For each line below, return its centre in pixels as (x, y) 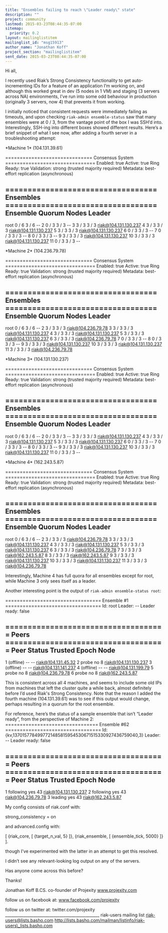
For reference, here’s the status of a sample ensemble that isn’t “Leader (79, 714)
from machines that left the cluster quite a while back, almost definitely (78, 688)
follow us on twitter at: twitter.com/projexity (50, 910)
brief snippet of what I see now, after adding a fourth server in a (71, 133)
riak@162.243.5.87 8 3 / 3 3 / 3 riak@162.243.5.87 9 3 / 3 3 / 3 (70, 555)
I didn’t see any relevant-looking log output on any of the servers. (73, 861)
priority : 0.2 (24, 33)
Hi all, (11, 71)
